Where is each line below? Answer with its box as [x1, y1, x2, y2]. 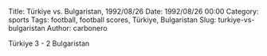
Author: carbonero [46, 24, 108, 32]
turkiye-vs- [218, 15, 255, 24]
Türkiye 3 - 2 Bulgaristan [8, 39, 90, 48]
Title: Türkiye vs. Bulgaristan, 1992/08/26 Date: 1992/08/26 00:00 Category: [8, 7, 259, 16]
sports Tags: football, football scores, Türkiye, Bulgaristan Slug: [8, 15, 217, 24]
